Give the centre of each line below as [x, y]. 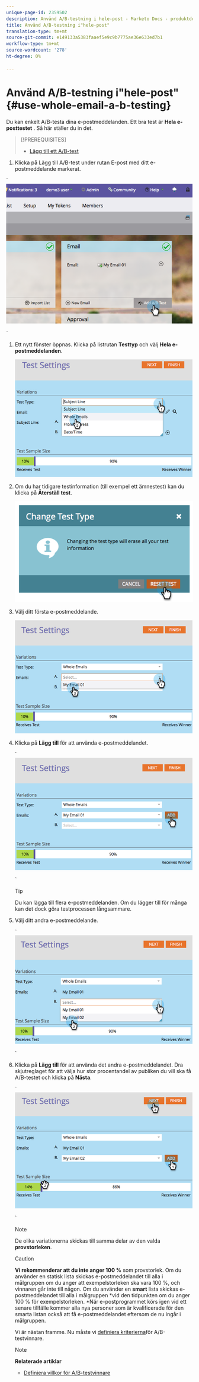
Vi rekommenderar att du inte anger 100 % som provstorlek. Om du [98, 1270]
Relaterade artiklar [38, 1361]
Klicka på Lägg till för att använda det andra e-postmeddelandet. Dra [99, 1065]
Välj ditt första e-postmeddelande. [57, 611]
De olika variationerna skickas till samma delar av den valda [88, 1241]
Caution [24, 1259]
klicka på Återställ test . [43, 493]
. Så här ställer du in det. [63, 128]
